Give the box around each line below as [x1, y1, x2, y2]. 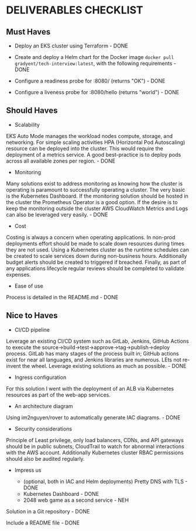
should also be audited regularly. [6, 455, 85, 462]
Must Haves [6, 27, 51, 37]
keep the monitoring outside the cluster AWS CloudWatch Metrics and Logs [6, 205, 188, 212]
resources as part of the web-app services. [6, 391, 111, 398]
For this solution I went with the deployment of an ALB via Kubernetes [6, 385, 174, 392]
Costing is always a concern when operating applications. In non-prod [6, 233, 176, 240]
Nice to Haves [6, 311, 58, 320]
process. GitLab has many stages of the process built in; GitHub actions [6, 350, 180, 357]
